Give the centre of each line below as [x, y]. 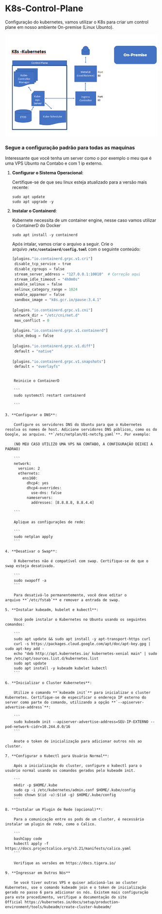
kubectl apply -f [31, 844]
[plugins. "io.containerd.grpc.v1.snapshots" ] [59, 362]
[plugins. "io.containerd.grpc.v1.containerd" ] [60, 331]
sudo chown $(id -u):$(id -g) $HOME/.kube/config [65, 795]
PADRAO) [13, 449]
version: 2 [29, 469]
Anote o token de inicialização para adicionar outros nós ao [78, 742]
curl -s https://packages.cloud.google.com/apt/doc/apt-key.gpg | [82, 644]
